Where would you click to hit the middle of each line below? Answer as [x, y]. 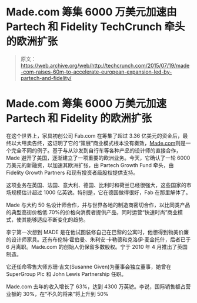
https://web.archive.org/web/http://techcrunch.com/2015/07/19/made [105, 65]
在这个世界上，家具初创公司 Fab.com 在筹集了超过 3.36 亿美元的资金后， [95, 135]
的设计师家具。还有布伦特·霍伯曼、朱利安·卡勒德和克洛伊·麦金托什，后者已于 [98, 239]
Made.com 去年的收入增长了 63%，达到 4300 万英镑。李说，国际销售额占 [96, 287]
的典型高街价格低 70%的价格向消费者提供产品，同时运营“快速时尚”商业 [92, 212]
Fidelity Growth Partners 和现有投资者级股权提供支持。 [72, 172]
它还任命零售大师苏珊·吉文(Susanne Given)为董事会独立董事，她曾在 [89, 267]
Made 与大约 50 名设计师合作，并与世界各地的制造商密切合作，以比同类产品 [98, 205]
